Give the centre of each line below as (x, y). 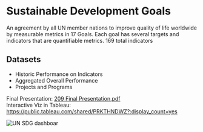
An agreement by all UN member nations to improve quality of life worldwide (102, 28)
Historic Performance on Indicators (59, 74)
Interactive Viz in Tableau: (39, 105)
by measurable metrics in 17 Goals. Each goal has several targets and (93, 34)
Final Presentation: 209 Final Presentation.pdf (63, 98)
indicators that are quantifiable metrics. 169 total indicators (80, 40)
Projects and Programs (44, 87)
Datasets (24, 59)
